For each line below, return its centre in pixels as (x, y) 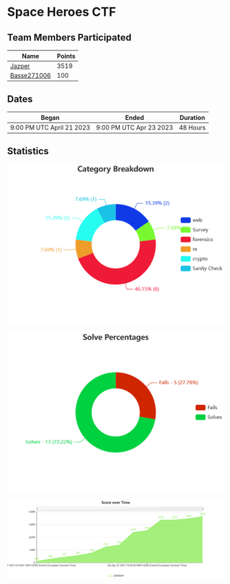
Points (66, 56)
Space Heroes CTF (62, 12)
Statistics (28, 151)
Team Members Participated (70, 38)
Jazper (20, 65)
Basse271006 (31, 75)
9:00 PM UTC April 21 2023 (50, 127)
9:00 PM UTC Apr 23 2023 (135, 127)
